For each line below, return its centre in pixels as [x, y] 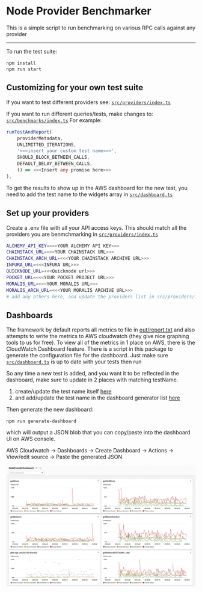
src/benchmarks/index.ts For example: [54, 120]
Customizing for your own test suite [75, 88]
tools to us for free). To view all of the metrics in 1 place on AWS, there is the [101, 343]
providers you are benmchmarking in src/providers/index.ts [82, 234]
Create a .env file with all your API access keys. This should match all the [96, 227]
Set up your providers [48, 213]
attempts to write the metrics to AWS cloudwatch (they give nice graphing [98, 336]
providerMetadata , [40, 138]
